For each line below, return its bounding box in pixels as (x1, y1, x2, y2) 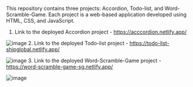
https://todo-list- (129, 40, 170, 46)
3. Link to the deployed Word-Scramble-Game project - (28, 57, 162, 64)
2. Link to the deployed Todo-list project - (28, 40, 129, 46)
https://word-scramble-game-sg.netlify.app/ (6, 63, 113, 70)
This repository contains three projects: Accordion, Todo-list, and (6, 5, 164, 12)
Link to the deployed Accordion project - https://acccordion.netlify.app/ (14, 28, 187, 35)
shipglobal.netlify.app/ (6, 46, 60, 53)
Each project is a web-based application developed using (48, 11, 187, 18)
